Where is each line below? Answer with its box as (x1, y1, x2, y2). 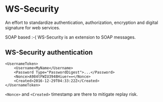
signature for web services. (5, 24, 60, 30)
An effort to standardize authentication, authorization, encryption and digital (5, 20, 158, 25)
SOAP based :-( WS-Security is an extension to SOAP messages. (5, 34, 136, 40)
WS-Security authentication (5, 48, 93, 57)
